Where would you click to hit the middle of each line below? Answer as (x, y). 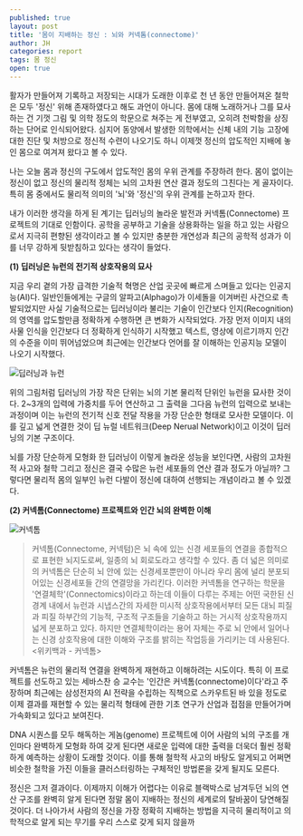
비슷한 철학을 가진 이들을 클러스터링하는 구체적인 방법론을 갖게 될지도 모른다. (145, 768)
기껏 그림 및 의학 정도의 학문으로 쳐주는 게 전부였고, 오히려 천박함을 (154, 118)
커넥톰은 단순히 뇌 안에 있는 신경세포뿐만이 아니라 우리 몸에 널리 (153, 571)
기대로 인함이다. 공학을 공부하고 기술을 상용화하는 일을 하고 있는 (152, 224)
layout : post (34, 26)
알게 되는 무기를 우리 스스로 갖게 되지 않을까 (118, 821)
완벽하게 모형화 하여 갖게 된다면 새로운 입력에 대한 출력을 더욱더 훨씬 (154, 745)
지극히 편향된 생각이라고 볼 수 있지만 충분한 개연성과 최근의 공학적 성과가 (154, 236)
